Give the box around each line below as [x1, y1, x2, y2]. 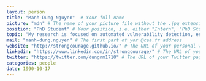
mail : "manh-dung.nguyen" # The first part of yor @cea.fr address [6, 37, 183, 43]
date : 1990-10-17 [6, 65, 51, 72]
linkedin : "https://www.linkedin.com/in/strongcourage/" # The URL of [6, 49, 191, 55]
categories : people [6, 60, 56, 66]
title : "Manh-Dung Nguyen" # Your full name [6, 15, 124, 21]
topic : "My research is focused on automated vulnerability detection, [6, 32, 193, 38]
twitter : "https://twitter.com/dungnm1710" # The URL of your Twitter [6, 54, 191, 60]
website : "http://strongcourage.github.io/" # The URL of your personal [6, 43, 196, 49]
